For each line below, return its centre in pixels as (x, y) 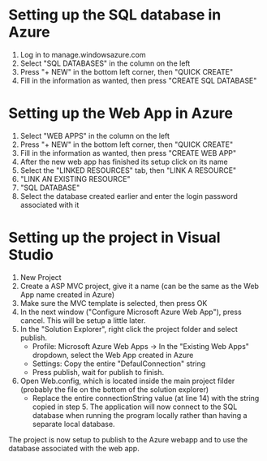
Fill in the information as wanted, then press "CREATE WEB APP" (128, 153)
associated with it (50, 205)
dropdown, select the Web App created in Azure (113, 355)
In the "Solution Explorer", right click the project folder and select (129, 329)
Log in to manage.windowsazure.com (83, 54)
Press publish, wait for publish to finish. (98, 372)
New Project (41, 277)
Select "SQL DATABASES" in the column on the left (105, 63)
